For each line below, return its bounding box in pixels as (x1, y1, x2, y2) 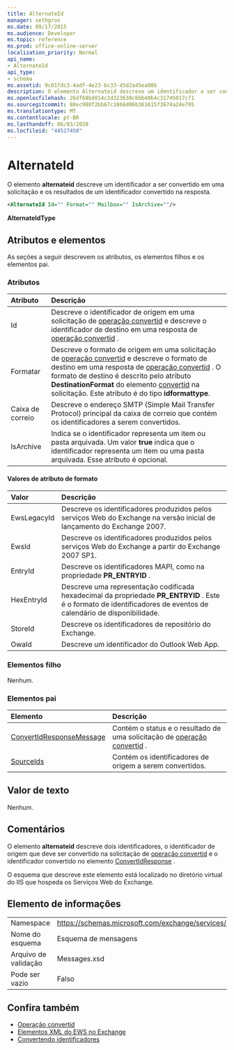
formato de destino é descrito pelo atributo (51, 371, 192, 381)
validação (10, 958, 43, 968)
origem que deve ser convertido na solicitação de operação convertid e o (7, 850, 218, 858)
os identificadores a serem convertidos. (51, 417, 181, 427)
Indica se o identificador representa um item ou (51, 429, 206, 439)
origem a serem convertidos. (112, 761, 207, 771)
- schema (7, 75, 33, 82)
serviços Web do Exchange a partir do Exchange (61, 541, 221, 551)
